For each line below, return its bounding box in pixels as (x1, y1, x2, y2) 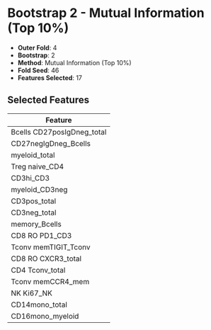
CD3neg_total (11, 207, 57, 217)
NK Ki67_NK (11, 288, 53, 298)
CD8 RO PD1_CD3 (11, 230, 72, 240)
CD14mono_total (11, 300, 67, 309)
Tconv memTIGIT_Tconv (11, 242, 91, 252)
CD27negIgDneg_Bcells (11, 138, 91, 148)
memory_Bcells (11, 219, 62, 229)
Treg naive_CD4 (11, 161, 64, 171)
